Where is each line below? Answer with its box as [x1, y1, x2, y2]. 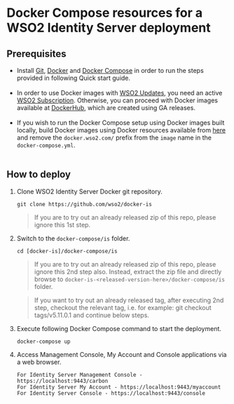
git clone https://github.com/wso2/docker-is [16, 201, 152, 208]
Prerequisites [6, 48, 67, 60]
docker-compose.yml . [16, 141, 76, 149]
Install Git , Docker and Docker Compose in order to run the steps [16, 67, 204, 74]
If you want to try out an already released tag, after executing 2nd [34, 296, 224, 304]
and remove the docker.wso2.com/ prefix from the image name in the [16, 133, 212, 142]
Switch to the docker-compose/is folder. [16, 234, 130, 243]
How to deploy [6, 168, 71, 180]
